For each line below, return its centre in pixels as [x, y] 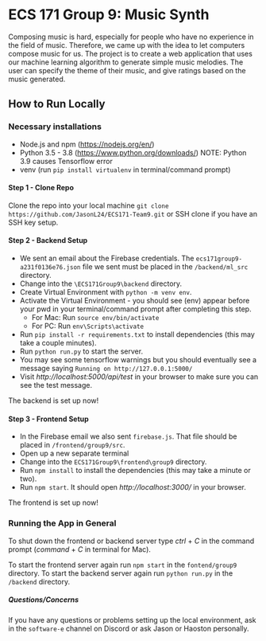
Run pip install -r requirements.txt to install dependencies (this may [137, 334]
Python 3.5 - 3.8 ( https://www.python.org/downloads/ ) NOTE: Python [133, 152]
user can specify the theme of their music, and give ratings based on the [127, 70]
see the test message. [56, 385]
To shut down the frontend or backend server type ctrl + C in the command [131, 541]
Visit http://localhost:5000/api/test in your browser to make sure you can [139, 377]
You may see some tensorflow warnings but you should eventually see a [138, 360]
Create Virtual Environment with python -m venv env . [106, 292]
